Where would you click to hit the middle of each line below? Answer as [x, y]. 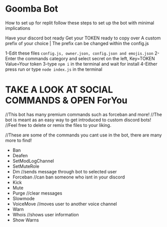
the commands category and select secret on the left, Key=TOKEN [86, 58]
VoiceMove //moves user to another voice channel [65, 204]
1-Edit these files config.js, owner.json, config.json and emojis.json [79, 53]
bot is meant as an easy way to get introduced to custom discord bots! [78, 120]
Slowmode [24, 198]
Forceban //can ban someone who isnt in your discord [68, 177]
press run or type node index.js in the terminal [54, 69]
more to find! [19, 140]
